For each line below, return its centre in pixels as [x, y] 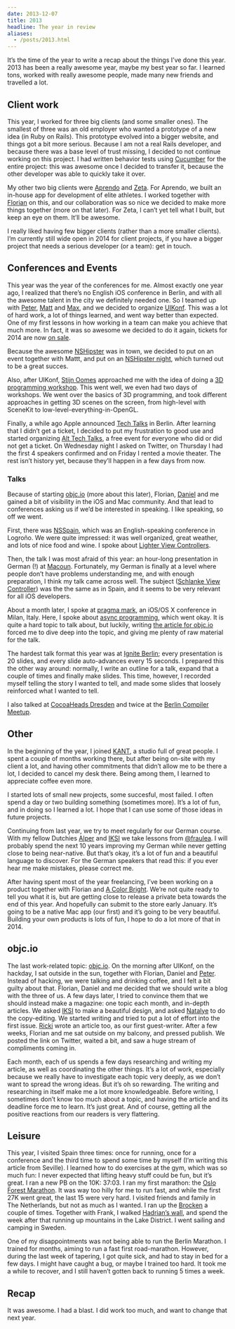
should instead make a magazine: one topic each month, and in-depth [108, 1003]
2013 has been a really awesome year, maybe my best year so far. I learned [116, 68]
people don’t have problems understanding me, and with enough [101, 574]
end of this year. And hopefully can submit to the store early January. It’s [112, 904]
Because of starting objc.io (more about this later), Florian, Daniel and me [113, 494]
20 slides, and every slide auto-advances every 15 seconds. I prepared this [116, 661]
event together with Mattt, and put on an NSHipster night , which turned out [115, 358]
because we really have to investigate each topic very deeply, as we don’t [114, 1076]
